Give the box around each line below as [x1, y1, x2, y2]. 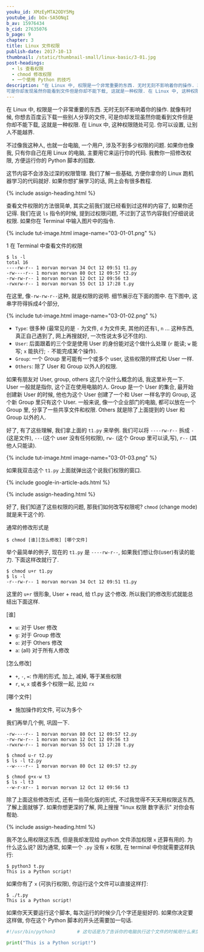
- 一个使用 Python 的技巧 [12, 77, 71, 83]
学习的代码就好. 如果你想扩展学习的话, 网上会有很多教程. [11, 177, 152, 185]
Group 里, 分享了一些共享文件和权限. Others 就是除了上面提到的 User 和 [6, 406, 185, 413]
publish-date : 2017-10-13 [6, 49, 72, 55]
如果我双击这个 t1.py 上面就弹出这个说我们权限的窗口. [6, 467, 141, 474]
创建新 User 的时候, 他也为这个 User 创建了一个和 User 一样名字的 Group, [6, 390, 190, 398]
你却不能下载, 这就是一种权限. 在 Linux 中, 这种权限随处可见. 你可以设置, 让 [6, 121, 192, 128]
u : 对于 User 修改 [15, 624, 58, 631]
